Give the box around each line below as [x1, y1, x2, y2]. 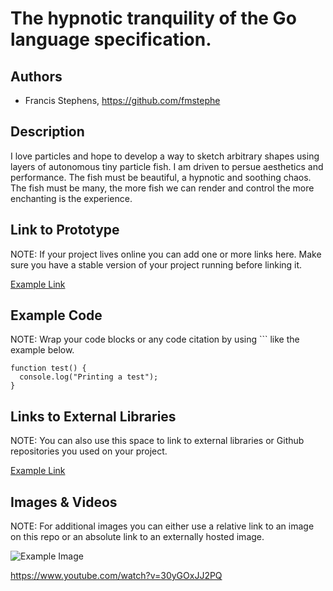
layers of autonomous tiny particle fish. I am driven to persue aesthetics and [10, 160, 324, 172]
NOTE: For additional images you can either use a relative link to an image [10, 520, 315, 532]
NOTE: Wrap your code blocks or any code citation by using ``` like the [10, 333, 300, 346]
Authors [10, 68, 63, 85]
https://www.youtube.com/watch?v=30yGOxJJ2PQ [10, 570, 223, 582]
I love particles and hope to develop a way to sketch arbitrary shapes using [10, 150, 320, 162]
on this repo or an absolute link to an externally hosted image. [10, 531, 265, 543]
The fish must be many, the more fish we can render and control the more [10, 182, 315, 194]
